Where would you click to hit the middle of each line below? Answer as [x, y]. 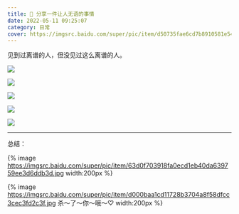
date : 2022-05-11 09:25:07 [47, 21]
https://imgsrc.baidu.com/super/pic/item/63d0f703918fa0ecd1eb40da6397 [118, 165]
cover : [17, 34]
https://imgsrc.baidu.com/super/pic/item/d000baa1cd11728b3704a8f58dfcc [118, 195]
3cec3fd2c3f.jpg [32, 203]
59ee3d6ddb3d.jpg [36, 173]
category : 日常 [29, 27]
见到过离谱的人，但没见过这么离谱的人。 [67, 55]
